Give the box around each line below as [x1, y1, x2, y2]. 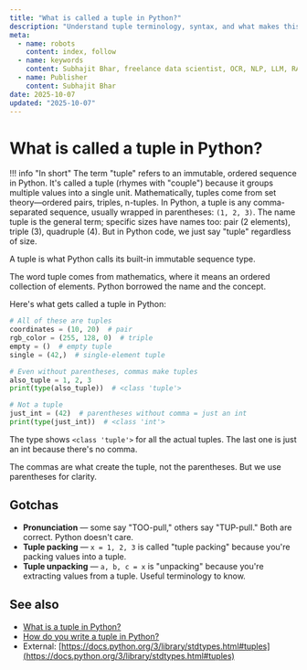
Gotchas [9, 497, 59, 513]
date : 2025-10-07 [9, 90, 76, 99]
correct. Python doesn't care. [22, 531, 134, 542]
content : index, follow [26, 48, 117, 57]
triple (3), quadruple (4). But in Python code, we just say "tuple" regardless [9, 226, 291, 238]
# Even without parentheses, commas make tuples [9, 367, 198, 376]
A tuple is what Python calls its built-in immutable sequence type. [9, 253, 256, 265]
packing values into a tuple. [22, 550, 127, 562]
